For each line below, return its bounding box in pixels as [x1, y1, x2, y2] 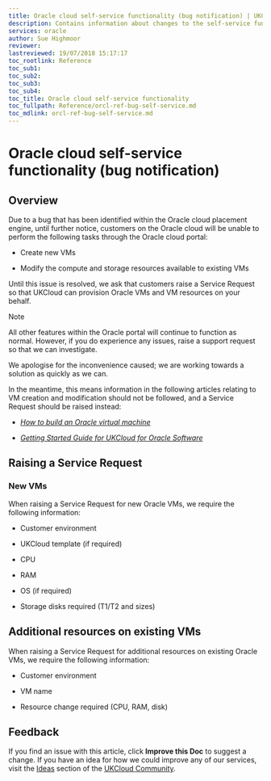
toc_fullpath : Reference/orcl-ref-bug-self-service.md [8, 102, 197, 110]
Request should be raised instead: [8, 401, 122, 411]
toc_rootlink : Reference [8, 57, 92, 65]
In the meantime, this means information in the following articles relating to [8, 384, 256, 394]
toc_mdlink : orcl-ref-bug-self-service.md [8, 110, 153, 118]
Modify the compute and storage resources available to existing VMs [19, 263, 249, 273]
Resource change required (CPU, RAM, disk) [19, 702, 168, 712]
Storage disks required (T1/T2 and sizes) [19, 601, 156, 611]
